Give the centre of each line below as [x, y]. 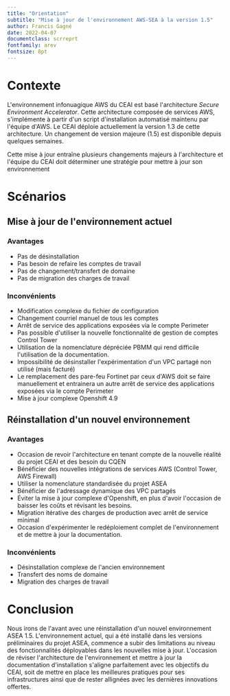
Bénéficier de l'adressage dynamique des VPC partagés [96, 490]
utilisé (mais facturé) [46, 369]
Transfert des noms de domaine [62, 574]
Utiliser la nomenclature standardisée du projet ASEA [92, 483]
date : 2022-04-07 [32, 33]
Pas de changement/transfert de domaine [76, 271]
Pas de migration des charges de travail [73, 278]
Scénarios [37, 197]
